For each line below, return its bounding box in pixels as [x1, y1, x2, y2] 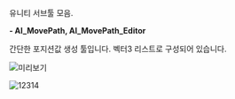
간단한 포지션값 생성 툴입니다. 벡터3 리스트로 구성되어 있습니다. [9, 43, 228, 54]
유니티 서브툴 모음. [9, 8, 74, 18]
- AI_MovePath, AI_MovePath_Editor [9, 26, 146, 35]
